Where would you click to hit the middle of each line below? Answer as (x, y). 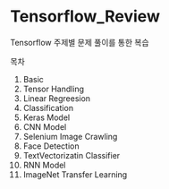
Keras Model (46, 117)
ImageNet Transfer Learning (75, 174)
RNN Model (44, 165)
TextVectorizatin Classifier (72, 155)
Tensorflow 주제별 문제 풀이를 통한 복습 (80, 42)
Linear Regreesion (57, 98)
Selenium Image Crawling (70, 136)
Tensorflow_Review (85, 17)
